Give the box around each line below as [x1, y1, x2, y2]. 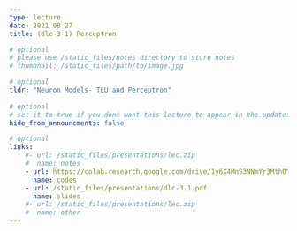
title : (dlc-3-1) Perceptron [9, 29, 117, 38]
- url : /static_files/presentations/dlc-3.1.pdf [25, 183, 208, 192]
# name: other [25, 208, 81, 217]
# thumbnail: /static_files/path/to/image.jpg [9, 62, 184, 71]
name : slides [32, 191, 81, 201]
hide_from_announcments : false [9, 118, 125, 128]
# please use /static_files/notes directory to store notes [9, 54, 236, 63]
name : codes [32, 175, 77, 184]
